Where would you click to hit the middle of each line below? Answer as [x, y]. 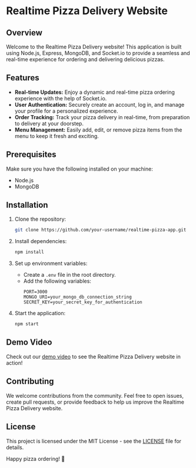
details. [15, 447]
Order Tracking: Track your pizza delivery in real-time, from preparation [102, 117]
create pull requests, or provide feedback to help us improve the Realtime [95, 402]
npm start [27, 324]
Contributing [30, 382]
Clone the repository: [40, 219]
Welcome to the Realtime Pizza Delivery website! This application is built [94, 47]
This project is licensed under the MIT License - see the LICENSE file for [94, 441]
